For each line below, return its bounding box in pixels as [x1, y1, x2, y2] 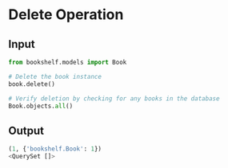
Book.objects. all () [8, 102, 74, 110]
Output [8, 123, 44, 137]
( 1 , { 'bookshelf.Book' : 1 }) [8, 145, 102, 153]
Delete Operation [8, 6, 124, 24]
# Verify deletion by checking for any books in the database [8, 94, 220, 103]
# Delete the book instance [8, 72, 102, 80]
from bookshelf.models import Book [8, 58, 127, 66]
